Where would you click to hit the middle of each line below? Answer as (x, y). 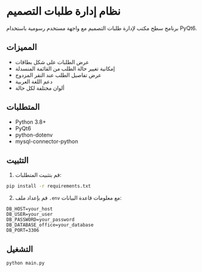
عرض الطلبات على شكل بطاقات (52, 62)
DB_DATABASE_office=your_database (50, 225)
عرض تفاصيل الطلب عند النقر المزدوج (58, 75)
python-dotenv (34, 135)
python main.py (26, 263)
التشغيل (20, 249)
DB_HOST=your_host (30, 209)
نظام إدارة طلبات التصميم (63, 11)
